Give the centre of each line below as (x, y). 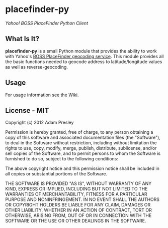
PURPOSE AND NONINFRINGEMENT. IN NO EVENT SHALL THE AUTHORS (82, 199)
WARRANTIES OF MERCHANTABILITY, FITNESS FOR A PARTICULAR (76, 194)
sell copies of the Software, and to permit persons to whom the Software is (83, 153)
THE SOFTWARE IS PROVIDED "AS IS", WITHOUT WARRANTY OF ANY (78, 183)
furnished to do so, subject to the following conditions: (62, 159)
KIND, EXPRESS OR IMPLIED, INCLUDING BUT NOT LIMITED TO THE (76, 189)
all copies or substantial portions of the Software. (56, 174)
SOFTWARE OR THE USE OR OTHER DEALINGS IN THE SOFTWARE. (76, 221)
